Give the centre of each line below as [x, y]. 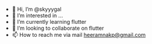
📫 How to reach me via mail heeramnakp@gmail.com [79, 35]
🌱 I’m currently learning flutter [49, 22]
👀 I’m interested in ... [37, 15]
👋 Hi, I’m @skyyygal [36, 9]
